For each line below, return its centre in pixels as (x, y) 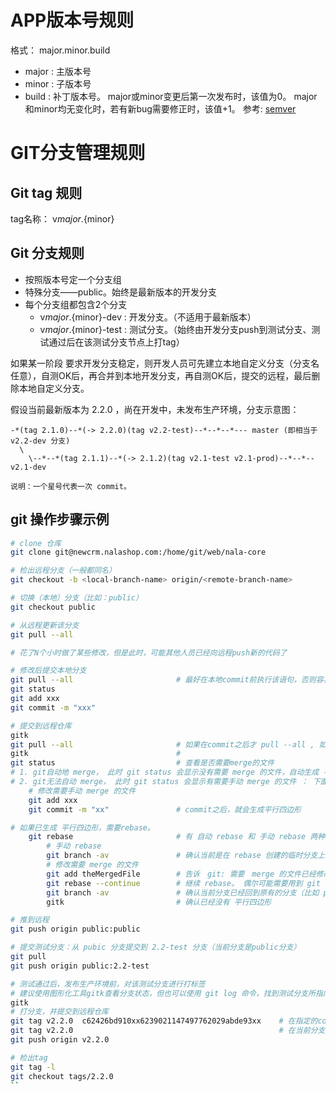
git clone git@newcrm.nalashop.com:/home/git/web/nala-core (138, 552)
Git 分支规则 (47, 253)
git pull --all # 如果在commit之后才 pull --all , (162, 744)
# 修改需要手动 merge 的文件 (82, 791)
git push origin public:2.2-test (80, 966)
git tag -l (33, 1067)
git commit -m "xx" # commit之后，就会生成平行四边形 (165, 809)
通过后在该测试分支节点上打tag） (116, 342)
